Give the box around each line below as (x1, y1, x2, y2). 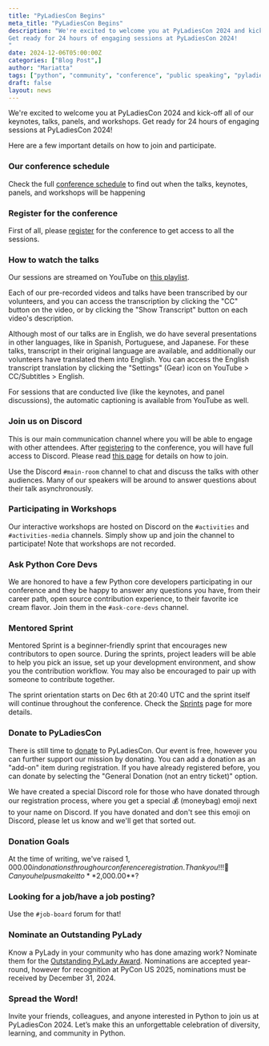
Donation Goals (8, 835, 70, 846)
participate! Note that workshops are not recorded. (8, 539, 176, 548)
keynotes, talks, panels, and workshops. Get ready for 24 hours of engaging (8, 117, 260, 127)
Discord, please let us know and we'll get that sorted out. (8, 815, 196, 826)
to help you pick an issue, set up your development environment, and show (8, 658, 256, 668)
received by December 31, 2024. (8, 973, 116, 983)
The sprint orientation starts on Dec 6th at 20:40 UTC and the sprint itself (8, 690, 251, 700)
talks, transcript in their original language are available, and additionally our (8, 346, 256, 356)
